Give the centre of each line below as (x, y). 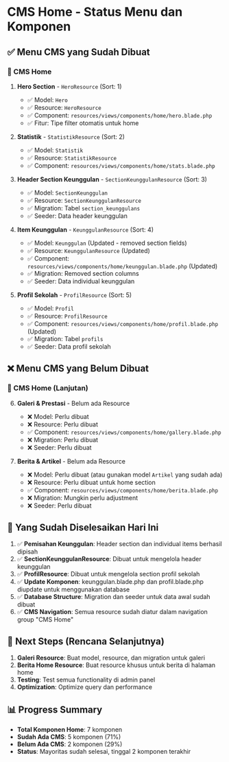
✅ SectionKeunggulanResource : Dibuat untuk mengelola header (109, 559)
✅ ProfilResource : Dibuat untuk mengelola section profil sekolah (108, 574)
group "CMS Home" (45, 620)
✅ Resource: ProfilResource (67, 316)
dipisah (27, 552)
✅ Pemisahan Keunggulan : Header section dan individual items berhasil (119, 544)
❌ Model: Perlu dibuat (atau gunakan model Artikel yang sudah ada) (125, 475)
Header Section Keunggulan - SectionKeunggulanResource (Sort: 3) (112, 179)
